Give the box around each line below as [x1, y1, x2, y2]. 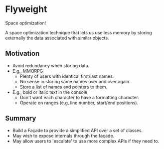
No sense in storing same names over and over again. [19, 78, 131, 84]
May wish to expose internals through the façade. [12, 133, 115, 139]
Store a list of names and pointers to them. [19, 84, 108, 90]
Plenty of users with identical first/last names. [19, 73, 114, 79]
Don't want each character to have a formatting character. [19, 94, 140, 100]
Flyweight [5, 3, 47, 15]
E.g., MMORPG [12, 68, 43, 74]
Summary [5, 114, 36, 123]
